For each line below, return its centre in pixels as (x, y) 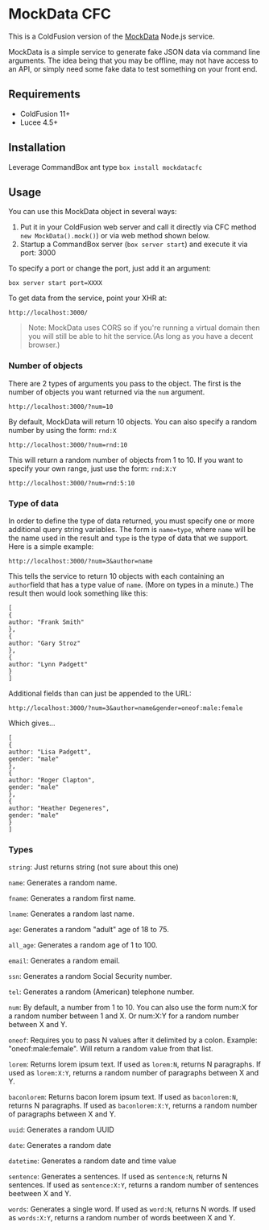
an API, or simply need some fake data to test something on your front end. (133, 68)
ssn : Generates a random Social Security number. (90, 976)
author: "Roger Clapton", (52, 780)
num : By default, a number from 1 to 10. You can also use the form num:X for (133, 1008)
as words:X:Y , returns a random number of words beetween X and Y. (122, 1218)
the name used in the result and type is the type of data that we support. (128, 538)
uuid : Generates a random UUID (61, 1130)
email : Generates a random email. (64, 961)
